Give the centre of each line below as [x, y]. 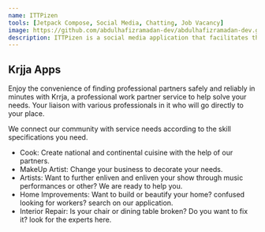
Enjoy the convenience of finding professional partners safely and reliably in [132, 88]
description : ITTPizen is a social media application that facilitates [128, 37]
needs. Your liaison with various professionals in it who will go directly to [126, 105]
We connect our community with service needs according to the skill [119, 129]
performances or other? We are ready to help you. [101, 186]
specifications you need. [48, 137]
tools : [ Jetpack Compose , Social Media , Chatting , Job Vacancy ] [116, 23]
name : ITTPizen [33, 15]
